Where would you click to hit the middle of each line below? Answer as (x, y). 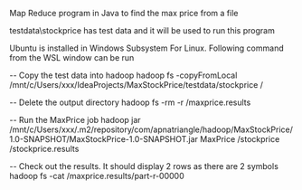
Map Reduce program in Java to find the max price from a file (124, 13)
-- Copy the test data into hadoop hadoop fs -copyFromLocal (123, 75)
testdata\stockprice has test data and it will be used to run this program (142, 30)
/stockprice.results (44, 149)
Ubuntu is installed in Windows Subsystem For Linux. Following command (146, 48)
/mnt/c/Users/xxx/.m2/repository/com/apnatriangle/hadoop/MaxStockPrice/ (151, 129)
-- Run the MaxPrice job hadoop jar (75, 120)
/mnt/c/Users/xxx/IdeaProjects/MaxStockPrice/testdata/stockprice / (137, 85)
